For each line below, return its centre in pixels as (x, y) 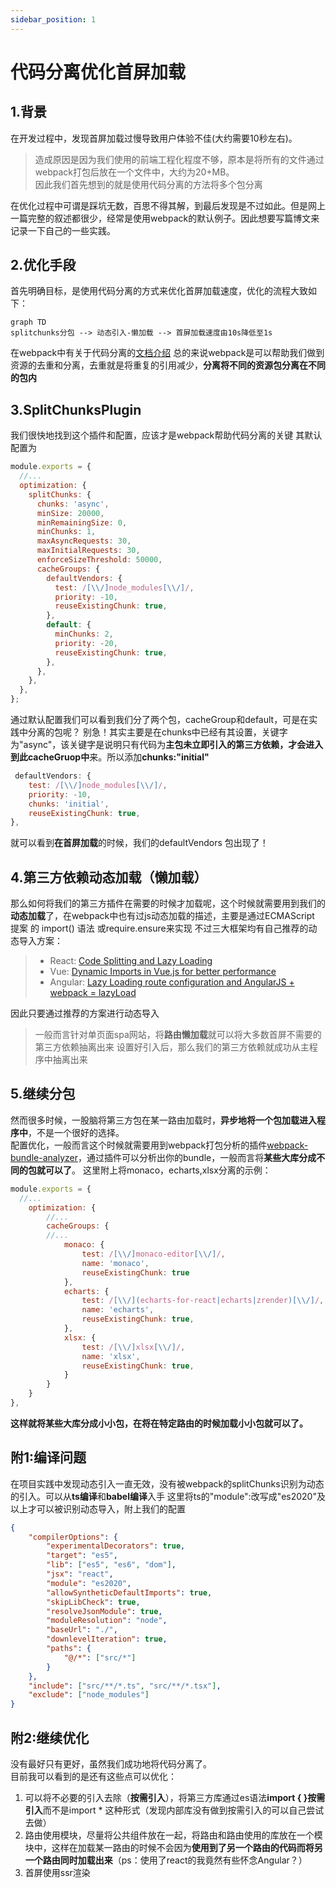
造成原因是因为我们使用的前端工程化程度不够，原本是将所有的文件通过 (179, 159)
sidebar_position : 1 (53, 19)
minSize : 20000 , (70, 513)
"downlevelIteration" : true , (107, 1639)
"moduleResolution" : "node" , (107, 1621)
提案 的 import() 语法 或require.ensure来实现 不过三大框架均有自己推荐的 (159, 928)
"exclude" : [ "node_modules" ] (89, 1695)
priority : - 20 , (86, 643)
